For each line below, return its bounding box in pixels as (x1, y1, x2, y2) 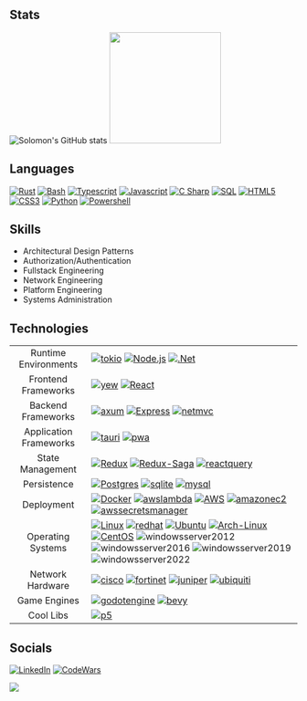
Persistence (22, 478, 74, 491)
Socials (9, 640, 53, 655)
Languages (9, 162, 75, 177)
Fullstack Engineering (22, 265, 105, 277)
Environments (18, 358, 79, 371)
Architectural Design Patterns (22, 246, 134, 256)
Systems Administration (22, 294, 112, 305)
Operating (26, 530, 70, 543)
